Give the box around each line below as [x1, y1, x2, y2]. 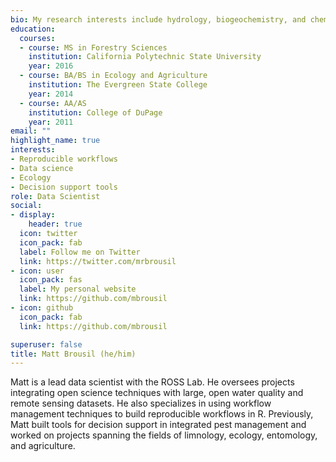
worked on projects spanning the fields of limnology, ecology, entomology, [10, 429, 318, 441]
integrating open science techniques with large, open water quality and [10, 387, 304, 399]
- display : [10, 210, 56, 220]
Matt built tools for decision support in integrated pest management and [10, 419, 307, 431]
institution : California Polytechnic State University [28, 52, 262, 62]
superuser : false [10, 339, 83, 350]
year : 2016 [28, 61, 74, 71]
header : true [28, 219, 83, 230]
